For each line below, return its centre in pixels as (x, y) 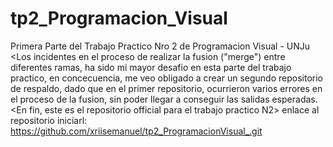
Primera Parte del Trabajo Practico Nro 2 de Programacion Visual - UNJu (160, 46)
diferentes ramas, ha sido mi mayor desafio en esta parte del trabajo (151, 67)
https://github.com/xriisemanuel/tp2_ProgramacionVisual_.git (136, 131)
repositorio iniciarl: (49, 120)
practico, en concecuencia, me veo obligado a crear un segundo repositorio (166, 78)
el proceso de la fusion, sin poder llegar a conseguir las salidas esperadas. (164, 99)
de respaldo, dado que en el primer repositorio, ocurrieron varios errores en (166, 88)
